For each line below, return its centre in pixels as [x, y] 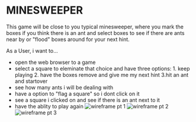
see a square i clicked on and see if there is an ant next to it [87, 100]
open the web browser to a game [55, 62]
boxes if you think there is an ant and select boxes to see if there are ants [95, 33]
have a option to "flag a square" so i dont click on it [77, 94]
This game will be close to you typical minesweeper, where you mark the [95, 27]
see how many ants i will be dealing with [64, 87]
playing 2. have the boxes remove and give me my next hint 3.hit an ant [102, 75]
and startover [31, 81]
